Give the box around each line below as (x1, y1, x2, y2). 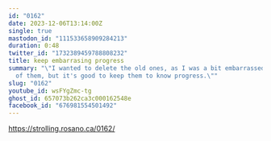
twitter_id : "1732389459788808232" (8, 49, 128, 57)
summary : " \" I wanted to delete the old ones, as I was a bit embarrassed (8, 64, 265, 73)
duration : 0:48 (8, 42, 60, 50)
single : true (8, 27, 52, 35)
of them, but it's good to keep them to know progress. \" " (15, 72, 219, 80)
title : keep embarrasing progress (8, 57, 125, 65)
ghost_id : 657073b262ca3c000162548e (8, 94, 131, 102)
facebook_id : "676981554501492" (8, 102, 117, 110)
